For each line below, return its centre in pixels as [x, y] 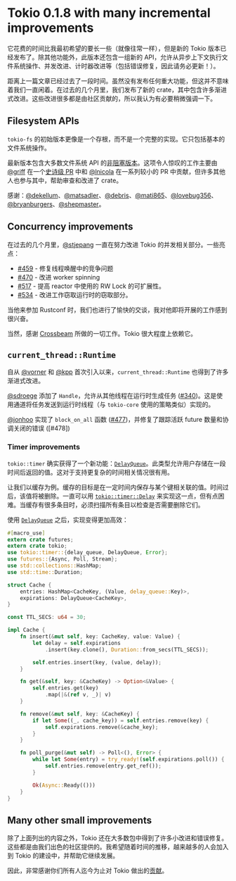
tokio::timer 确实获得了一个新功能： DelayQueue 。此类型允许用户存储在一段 [117, 463]
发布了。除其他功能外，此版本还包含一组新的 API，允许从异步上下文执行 [118, 57]
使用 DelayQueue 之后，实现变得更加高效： [68, 520]
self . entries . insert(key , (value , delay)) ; [97, 662]
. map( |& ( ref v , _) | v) [78, 695]
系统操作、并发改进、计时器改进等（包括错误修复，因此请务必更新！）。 [116, 65]
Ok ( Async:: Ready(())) [64, 785]
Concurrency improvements [70, 227]
